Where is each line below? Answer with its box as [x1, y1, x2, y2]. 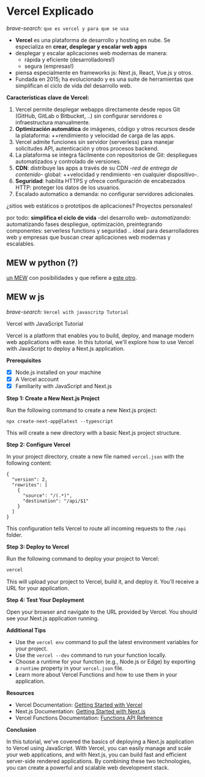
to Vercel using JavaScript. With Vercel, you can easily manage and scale [6, 744, 192, 751]
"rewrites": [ [12, 482, 48, 488]
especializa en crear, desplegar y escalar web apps [15, 43, 147, 50]
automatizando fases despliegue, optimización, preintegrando [6, 220, 163, 228]
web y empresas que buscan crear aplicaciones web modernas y [6, 233, 171, 241]
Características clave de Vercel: [6, 94, 90, 101]
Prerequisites [6, 356, 42, 364]
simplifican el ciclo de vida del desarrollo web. [15, 81, 132, 89]
